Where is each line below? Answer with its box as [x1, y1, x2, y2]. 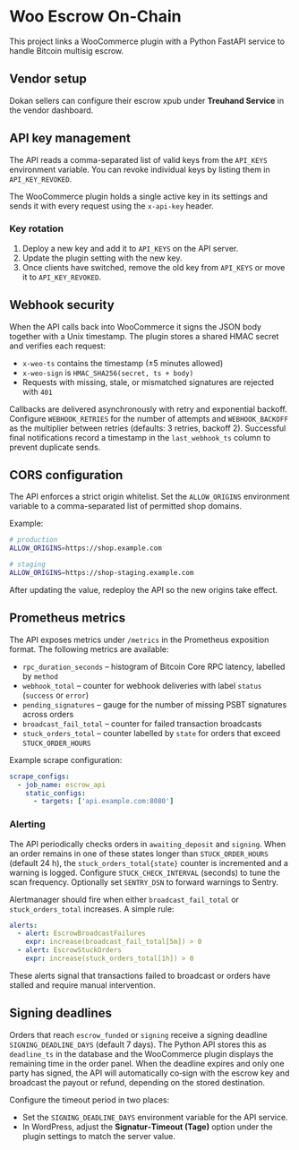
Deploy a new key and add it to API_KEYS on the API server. [21, 243, 239, 253]
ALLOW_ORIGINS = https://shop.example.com [9, 544, 163, 553]
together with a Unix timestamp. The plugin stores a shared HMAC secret [9, 330, 279, 341]
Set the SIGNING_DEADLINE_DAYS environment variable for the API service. [21, 1111, 288, 1122]
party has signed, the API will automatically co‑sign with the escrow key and [9, 1068, 290, 1078]
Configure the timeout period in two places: [9, 1094, 170, 1105]
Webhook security [9, 297, 115, 313]
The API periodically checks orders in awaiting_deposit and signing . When [9, 838, 286, 849]
